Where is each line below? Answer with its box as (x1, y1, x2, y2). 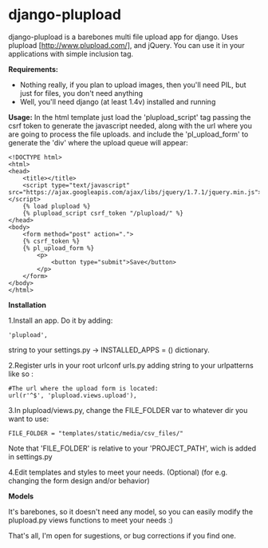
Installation (8, 300, 46, 309)
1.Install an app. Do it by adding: (8, 316, 113, 325)
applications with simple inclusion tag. (8, 49, 134, 58)
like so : (8, 369, 34, 379)
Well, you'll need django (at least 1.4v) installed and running (19, 97, 216, 106)
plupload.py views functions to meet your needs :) (8, 515, 173, 525)
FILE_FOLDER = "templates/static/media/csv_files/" (8, 429, 183, 437)
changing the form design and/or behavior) (8, 475, 150, 485)
